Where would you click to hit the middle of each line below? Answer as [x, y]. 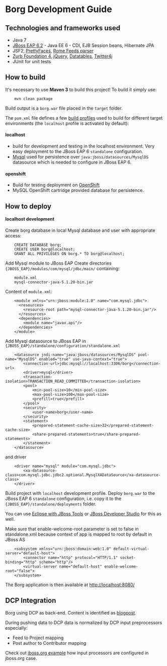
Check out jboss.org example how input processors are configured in [77, 653]
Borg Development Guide [59, 9]
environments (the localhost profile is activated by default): [67, 123]
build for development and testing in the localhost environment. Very [83, 146]
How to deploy [28, 206]
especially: [16, 628]
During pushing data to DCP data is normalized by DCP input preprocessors [84, 623]
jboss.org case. [21, 658]
